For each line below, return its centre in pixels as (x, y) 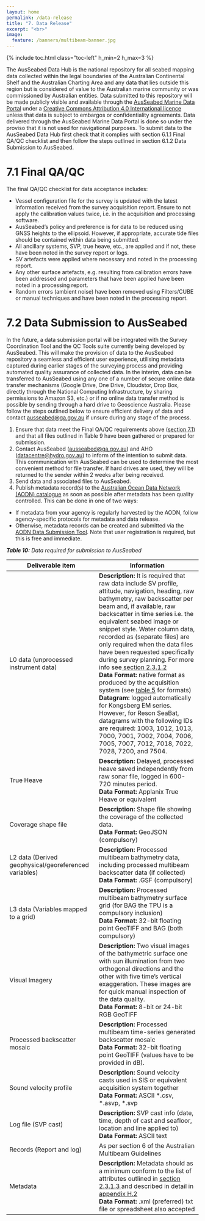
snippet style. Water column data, (147, 629)
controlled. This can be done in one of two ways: (77, 501)
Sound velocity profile (41, 1087)
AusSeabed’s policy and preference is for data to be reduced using (99, 226)
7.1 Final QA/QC (46, 172)
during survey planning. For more (146, 659)
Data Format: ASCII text (133, 1136)
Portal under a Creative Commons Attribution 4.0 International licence (94, 108)
